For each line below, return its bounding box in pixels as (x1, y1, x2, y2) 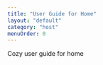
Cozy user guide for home (7, 49, 84, 58)
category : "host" (7, 23, 59, 30)
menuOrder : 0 (7, 30, 46, 37)
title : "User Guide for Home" (7, 10, 97, 18)
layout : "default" (7, 17, 62, 24)
